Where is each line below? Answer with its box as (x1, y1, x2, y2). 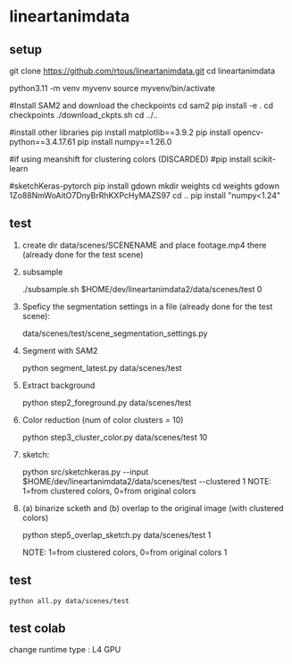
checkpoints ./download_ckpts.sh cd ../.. (9, 110, 158, 120)
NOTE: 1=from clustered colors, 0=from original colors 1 (21, 547, 228, 558)
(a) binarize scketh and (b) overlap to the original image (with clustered (21, 502, 284, 513)
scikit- (253, 154, 277, 164)
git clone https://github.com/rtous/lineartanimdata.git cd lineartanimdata (9, 65, 275, 76)
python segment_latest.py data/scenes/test (21, 362, 182, 373)
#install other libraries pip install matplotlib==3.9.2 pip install (9, 127, 231, 138)
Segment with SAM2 (21, 345, 98, 356)
